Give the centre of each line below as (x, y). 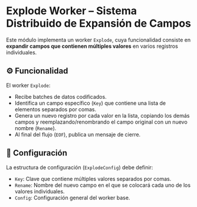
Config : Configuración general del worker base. (72, 198)
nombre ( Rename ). (35, 128)
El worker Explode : (28, 85)
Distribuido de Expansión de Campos (99, 23)
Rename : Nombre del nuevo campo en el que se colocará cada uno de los (102, 185)
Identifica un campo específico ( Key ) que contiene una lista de (90, 103)
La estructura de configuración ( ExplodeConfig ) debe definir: (80, 167)
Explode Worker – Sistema (72, 11)
